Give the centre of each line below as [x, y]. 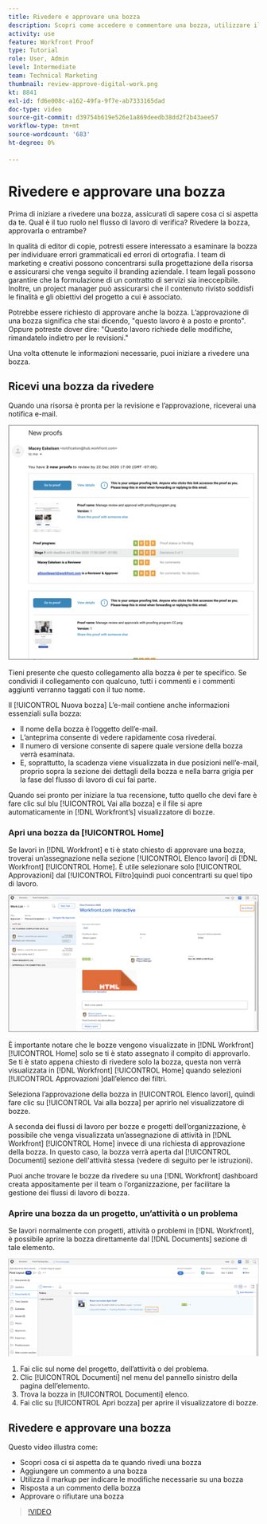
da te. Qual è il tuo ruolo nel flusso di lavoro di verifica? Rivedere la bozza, [129, 222]
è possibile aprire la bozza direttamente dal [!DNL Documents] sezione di [128, 1239]
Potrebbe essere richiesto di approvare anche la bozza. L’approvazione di [128, 312]
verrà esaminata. [47, 754]
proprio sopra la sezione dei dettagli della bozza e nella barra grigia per [137, 771]
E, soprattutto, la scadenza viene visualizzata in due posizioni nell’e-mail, [139, 762]
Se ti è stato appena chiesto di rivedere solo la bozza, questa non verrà [125, 1061]
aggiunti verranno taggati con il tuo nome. [77, 690]
